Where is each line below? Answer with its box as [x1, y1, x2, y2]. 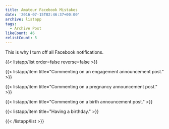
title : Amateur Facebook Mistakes [5, 7, 78, 13]
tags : [5, 21, 17, 27]
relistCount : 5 [5, 36, 37, 41]
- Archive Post [10, 26, 42, 31]
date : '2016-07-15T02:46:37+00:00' [5, 12, 80, 17]
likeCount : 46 [5, 31, 35, 36]
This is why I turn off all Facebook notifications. [5, 49, 104, 55]
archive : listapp [5, 17, 42, 22]
